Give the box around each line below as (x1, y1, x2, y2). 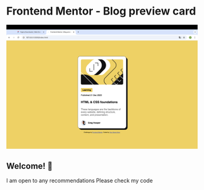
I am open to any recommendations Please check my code (6, 177, 153, 185)
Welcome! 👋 (6, 161, 53, 171)
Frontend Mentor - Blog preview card (6, 4, 196, 18)
